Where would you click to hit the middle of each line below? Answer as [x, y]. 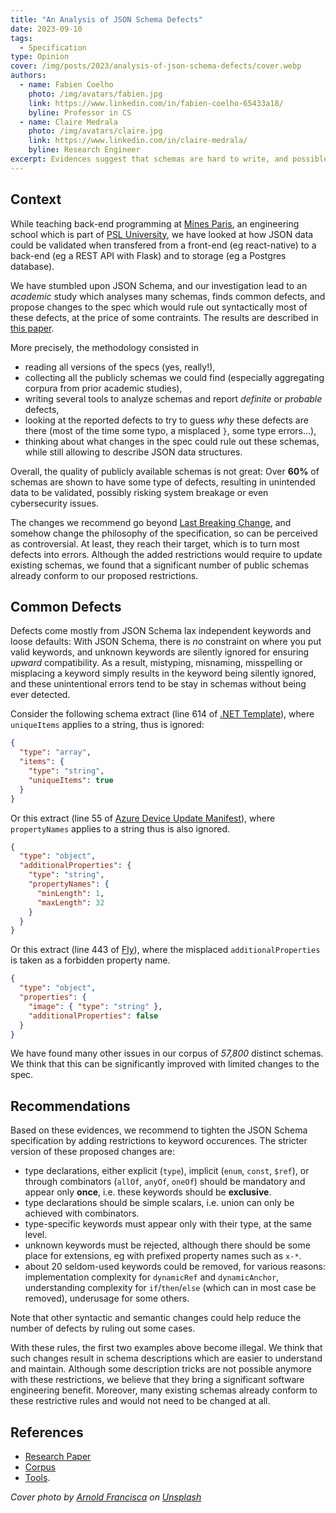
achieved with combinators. [82, 1213]
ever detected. [40, 695]
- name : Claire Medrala [68, 122]
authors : [28, 76]
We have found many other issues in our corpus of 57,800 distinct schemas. [167, 1053]
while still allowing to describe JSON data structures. [133, 452]
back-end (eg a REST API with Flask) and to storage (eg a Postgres [148, 255]
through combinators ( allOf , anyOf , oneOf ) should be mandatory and [165, 1182]
